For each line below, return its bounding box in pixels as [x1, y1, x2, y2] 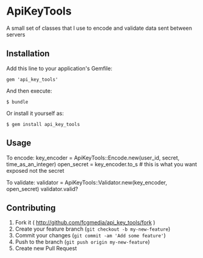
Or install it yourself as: [6, 110, 64, 117]
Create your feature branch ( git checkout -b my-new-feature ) [15, 225, 171, 232]
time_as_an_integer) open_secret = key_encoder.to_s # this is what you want [6, 160, 198, 168]
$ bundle [6, 99, 29, 105]
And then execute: [6, 87, 52, 94]
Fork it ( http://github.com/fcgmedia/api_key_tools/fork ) [15, 219, 156, 226]
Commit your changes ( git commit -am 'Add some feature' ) [15, 232, 166, 239]
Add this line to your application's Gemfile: [6, 64, 112, 72]
